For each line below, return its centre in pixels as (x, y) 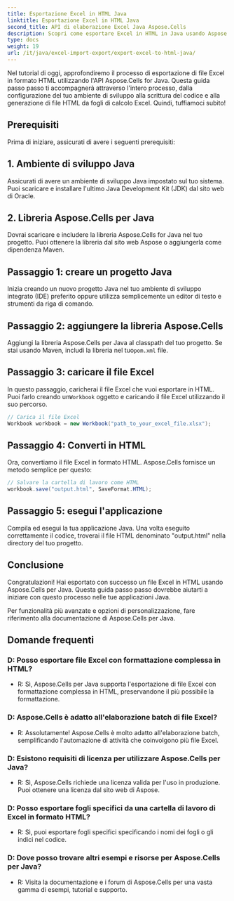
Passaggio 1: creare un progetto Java (90, 272)
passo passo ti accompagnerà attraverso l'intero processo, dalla (100, 88)
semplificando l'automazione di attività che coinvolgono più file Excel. (118, 740)
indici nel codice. (42, 840)
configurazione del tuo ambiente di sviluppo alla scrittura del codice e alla (114, 95)
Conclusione (36, 565)
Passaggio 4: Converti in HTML (76, 445)
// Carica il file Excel (43, 417)
